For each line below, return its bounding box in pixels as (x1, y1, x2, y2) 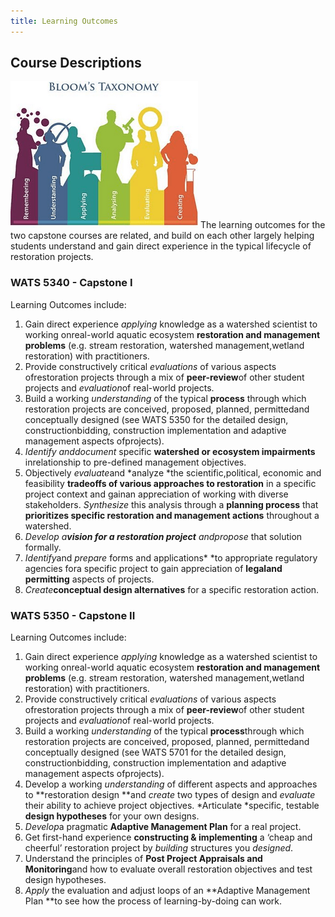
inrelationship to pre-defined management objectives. (24, 456, 247, 468)
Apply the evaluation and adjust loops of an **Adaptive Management (24, 885, 311, 897)
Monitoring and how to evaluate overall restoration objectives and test (24, 863, 313, 875)
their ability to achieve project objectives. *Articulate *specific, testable (24, 800, 320, 812)
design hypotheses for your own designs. (24, 810, 200, 822)
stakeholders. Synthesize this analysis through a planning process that (24, 498, 319, 510)
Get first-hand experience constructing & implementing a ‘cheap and (24, 831, 313, 844)
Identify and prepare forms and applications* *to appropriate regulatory (24, 551, 318, 564)
